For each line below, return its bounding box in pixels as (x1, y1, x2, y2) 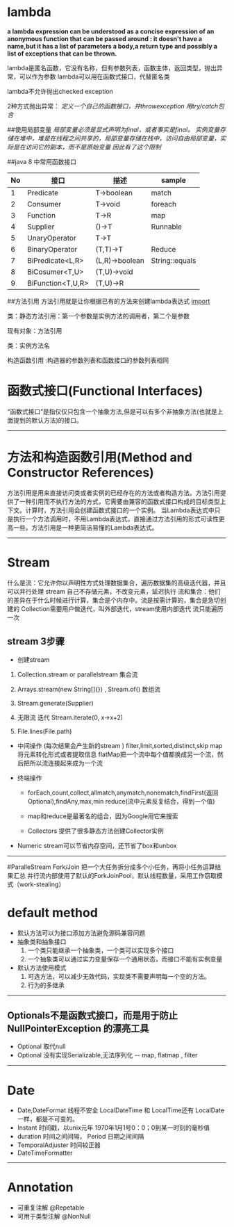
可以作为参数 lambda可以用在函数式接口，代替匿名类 (19, 72, 170, 81)
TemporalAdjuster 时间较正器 (17, 1141, 101, 1149)
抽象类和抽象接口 (17, 937, 67, 945)
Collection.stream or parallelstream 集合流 (17, 670, 138, 678)
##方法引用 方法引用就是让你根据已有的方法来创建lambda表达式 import (7, 297, 210, 305)
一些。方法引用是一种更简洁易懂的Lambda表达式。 (12, 523, 158, 532)
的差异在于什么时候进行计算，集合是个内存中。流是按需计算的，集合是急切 (7, 596, 220, 604)
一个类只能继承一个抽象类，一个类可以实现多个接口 (27, 946, 174, 954)
